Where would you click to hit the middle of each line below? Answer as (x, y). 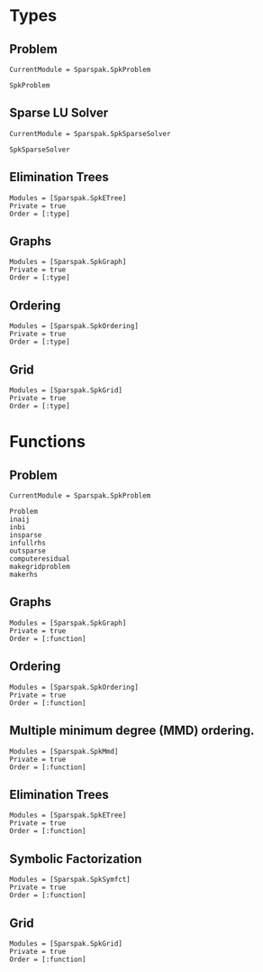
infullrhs (28, 543)
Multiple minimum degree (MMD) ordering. (132, 731)
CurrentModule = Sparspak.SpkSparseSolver (90, 133)
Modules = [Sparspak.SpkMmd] (64, 751)
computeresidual (40, 559)
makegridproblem (40, 567)
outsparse (28, 551)
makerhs (24, 575)
